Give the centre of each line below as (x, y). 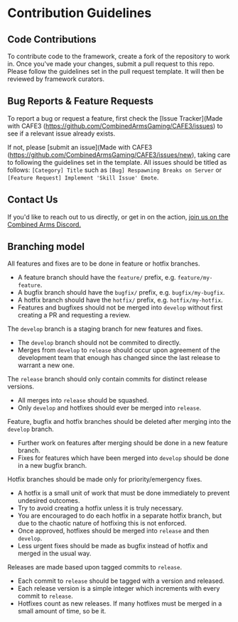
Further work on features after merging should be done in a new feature (123, 443)
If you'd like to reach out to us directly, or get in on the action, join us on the (118, 217)
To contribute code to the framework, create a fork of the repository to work (119, 56)
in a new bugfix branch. (52, 466)
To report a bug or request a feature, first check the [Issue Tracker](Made (115, 118)
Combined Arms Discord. (44, 224)
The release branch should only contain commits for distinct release (107, 379)
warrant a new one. (46, 365)
